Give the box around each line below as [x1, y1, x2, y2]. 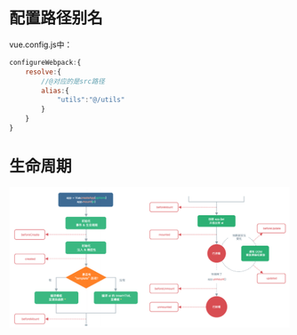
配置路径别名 [9, 8, 104, 28]
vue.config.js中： [9, 39, 73, 50]
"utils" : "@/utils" [56, 95, 125, 105]
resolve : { [25, 68, 62, 76]
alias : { [41, 86, 69, 95]
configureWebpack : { [9, 58, 82, 67]
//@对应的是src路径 [41, 76, 105, 85]
